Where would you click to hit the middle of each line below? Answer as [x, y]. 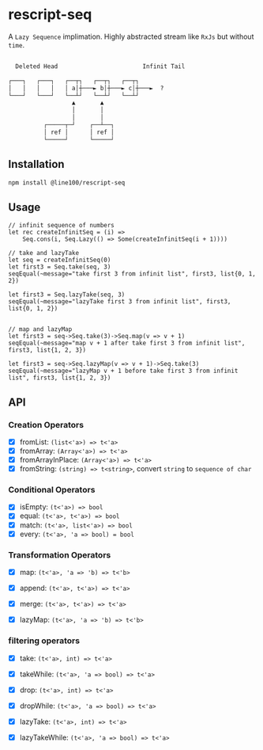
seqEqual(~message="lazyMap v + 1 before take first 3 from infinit [123, 371]
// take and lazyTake [44, 253]
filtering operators [44, 641]
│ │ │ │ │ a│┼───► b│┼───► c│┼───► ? [86, 88]
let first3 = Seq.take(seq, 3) [60, 267]
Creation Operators [46, 424]
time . [17, 44]
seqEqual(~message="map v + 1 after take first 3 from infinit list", [127, 343]
